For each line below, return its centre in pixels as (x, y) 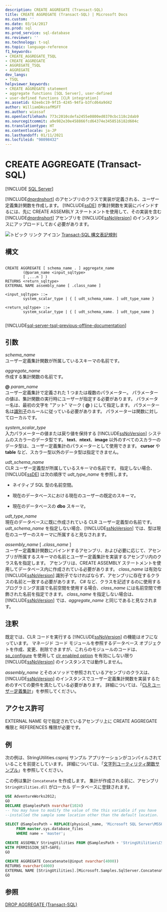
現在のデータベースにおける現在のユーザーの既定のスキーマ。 (75, 495)
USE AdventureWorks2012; (31, 797)
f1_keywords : (19, 51)
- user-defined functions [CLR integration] (52, 98)
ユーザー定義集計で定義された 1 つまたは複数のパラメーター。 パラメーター (82, 392)
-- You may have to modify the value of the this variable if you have (81, 810)
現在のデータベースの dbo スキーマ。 (50, 506)
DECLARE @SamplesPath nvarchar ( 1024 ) (44, 806)
